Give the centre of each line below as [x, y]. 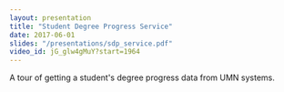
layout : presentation [51, 18]
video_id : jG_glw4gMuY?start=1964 [75, 52]
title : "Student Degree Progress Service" [91, 26]
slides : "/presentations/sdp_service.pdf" [91, 43]
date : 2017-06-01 [42, 35]
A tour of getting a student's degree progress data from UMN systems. [142, 77]
